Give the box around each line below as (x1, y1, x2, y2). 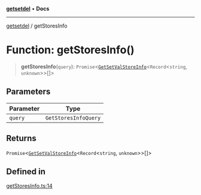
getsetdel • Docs (6, 5, 50, 12)
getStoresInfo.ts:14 (6, 182, 53, 190)
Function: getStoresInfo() (6, 43, 135, 57)
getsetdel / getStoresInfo (6, 22, 68, 29)
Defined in (6, 166, 46, 176)
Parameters (6, 87, 51, 97)
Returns (6, 133, 37, 144)
